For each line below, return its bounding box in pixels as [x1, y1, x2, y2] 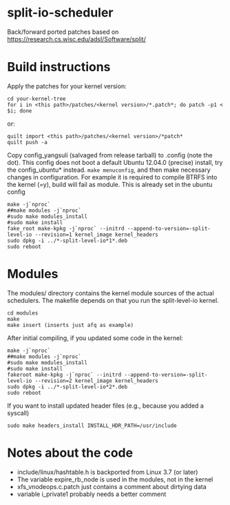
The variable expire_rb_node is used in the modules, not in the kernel [17, 475, 213, 484]
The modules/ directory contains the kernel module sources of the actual [7, 288, 215, 297]
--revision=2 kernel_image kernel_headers [34, 377, 158, 384]
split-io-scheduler [7, 5, 114, 21]
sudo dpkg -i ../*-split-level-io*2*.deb [7, 383, 128, 390]
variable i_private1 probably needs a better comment [17, 490, 167, 498]
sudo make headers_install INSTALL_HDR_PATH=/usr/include [7, 422, 177, 429]
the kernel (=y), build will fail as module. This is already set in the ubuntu [7, 180, 213, 188]
